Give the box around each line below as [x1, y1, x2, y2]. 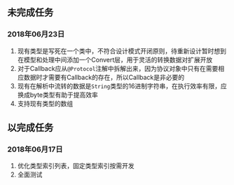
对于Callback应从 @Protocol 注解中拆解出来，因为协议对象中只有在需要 [17, 64, 219, 72]
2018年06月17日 [7, 144, 63, 154]
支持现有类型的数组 [17, 99, 74, 107]
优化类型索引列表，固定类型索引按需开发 [17, 162, 135, 170]
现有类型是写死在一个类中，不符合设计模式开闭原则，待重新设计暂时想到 [17, 46, 226, 55]
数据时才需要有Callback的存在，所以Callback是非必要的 [23, 73, 185, 81]
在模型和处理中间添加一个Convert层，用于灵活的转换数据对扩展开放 [17, 55, 213, 64]
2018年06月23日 [7, 29, 65, 39]
